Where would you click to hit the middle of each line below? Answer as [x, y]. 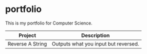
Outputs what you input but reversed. [95, 43]
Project [27, 35]
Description [95, 35]
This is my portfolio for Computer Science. [49, 23]
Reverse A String [27, 43]
